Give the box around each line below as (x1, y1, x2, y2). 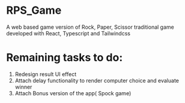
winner (14, 83, 32, 90)
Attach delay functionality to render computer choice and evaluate (14, 77, 179, 84)
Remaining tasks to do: (6, 51, 123, 65)
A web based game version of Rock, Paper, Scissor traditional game (6, 23, 174, 31)
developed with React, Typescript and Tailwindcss (6, 29, 131, 37)
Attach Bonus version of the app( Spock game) (14, 89, 132, 96)
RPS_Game (6, 4, 62, 17)
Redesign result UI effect (14, 70, 77, 78)
